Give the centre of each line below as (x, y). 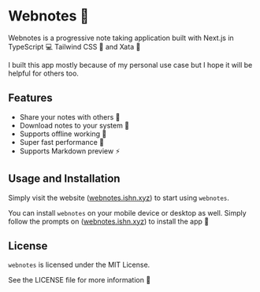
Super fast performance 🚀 (62, 142)
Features (30, 98)
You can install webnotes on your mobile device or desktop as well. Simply (127, 213)
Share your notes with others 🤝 (70, 116)
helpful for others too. (43, 73)
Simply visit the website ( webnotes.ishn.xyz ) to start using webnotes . (119, 198)
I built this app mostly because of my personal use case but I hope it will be (130, 65)
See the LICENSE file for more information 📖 (80, 280)
